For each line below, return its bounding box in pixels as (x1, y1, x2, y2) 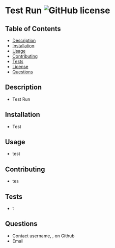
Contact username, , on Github (12, 233, 75, 239)
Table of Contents (5, 25, 61, 33)
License (12, 64, 29, 69)
